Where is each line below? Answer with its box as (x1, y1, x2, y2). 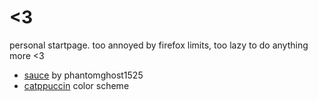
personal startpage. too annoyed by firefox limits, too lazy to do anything (9, 39, 309, 51)
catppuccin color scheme (23, 79, 130, 91)
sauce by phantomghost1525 (23, 69, 144, 81)
